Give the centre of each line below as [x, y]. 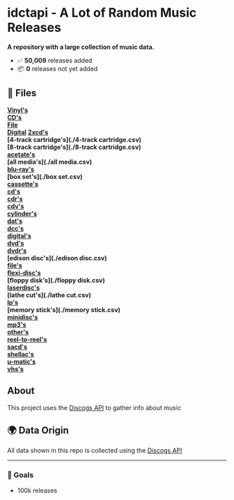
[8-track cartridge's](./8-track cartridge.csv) [74, 147]
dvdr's [17, 250]
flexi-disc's [24, 272]
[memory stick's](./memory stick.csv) [64, 310]
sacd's [17, 347]
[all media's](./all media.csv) [50, 162]
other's [18, 331]
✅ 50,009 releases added [55, 60]
